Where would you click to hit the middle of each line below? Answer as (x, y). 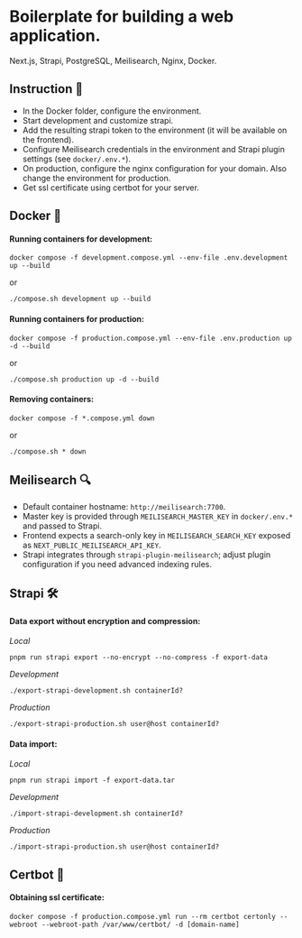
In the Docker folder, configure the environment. (112, 111)
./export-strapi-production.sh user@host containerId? (114, 724)
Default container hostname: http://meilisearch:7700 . (124, 506)
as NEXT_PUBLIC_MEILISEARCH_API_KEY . (92, 545)
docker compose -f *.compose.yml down (82, 418)
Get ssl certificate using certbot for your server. (111, 188)
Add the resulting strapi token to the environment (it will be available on (155, 130)
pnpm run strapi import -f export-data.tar (92, 781)
